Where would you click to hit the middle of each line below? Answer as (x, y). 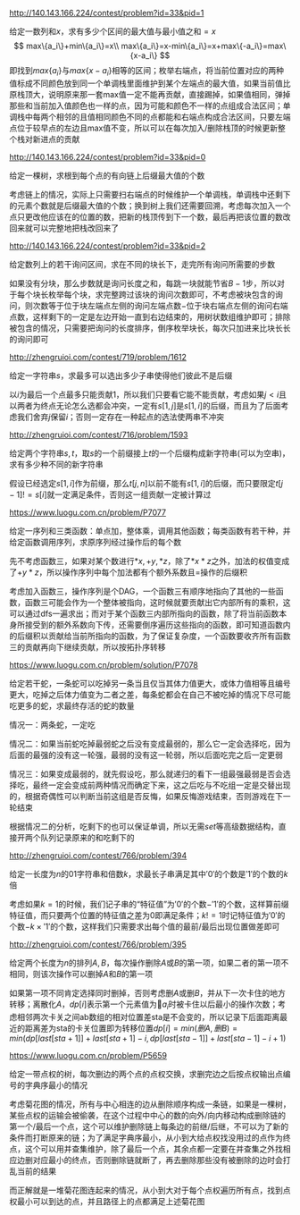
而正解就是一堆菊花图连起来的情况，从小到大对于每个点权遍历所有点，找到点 (150, 1190)
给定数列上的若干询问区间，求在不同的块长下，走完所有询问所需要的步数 (142, 264)
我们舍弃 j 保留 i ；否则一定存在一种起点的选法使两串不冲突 (121, 417)
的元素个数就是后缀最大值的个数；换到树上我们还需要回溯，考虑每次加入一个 (150, 206)
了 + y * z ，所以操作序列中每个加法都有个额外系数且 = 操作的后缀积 (129, 572)
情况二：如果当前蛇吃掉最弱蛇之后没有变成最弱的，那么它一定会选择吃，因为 (150, 743)
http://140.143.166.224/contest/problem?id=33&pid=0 (108, 156)
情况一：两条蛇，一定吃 (52, 724)
